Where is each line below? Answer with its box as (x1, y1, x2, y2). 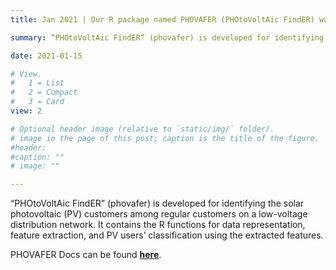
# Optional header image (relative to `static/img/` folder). (10, 124, 275, 134)
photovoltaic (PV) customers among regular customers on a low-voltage (10, 208, 308, 220)
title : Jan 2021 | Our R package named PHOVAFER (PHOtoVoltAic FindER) (10, 14, 315, 25)
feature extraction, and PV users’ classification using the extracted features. (10, 229, 324, 241)
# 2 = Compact (10, 87, 78, 98)
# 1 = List (10, 78, 65, 88)
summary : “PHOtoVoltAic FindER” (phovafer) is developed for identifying (10, 32, 325, 43)
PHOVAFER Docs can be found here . (10, 249, 162, 261)
